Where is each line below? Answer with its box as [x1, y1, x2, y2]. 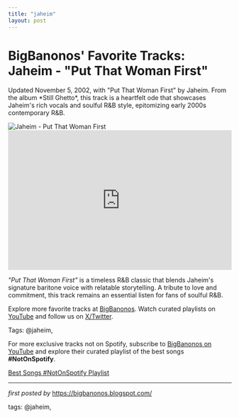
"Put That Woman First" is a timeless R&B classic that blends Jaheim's [8, 276, 214, 285]
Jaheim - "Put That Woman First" [8, 62, 209, 79]
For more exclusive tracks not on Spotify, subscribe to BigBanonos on [8, 340, 212, 348]
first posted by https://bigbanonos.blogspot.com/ [8, 389, 152, 397]
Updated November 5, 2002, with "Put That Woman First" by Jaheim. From [8, 86, 227, 94]
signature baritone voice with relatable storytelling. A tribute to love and [8, 283, 217, 292]
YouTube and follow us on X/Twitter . [8, 312, 113, 321]
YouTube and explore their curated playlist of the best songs [8, 347, 184, 356]
